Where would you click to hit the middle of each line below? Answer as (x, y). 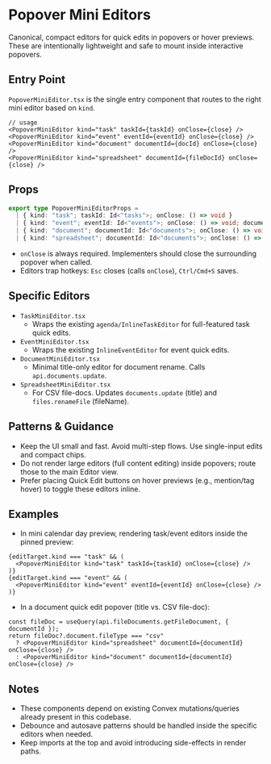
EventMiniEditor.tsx (54, 342)
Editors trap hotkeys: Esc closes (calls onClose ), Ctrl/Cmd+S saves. (129, 270)
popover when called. (56, 262)
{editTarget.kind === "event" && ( (68, 578)
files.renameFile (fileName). (81, 401)
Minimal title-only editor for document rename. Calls (119, 367)
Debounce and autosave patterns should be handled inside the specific (138, 726)
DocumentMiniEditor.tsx (60, 359)
